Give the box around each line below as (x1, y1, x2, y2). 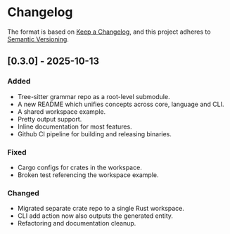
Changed (7, 188, 40, 197)
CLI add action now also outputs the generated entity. (17, 212, 174, 220)
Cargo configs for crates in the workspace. (17, 163, 142, 171)
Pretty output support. (17, 115, 82, 123)
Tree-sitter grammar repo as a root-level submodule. (17, 92, 170, 100)
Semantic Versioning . (7, 34, 69, 43)
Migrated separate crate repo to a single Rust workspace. (17, 204, 185, 213)
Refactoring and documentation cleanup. (17, 219, 136, 228)
